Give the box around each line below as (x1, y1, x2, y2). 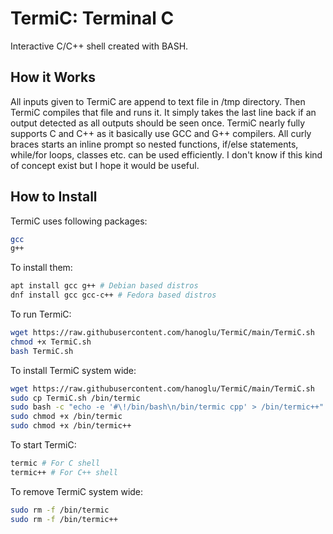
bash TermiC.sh (10, 346, 74, 356)
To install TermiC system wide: (10, 364, 137, 376)
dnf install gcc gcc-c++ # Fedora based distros (10, 290, 217, 301)
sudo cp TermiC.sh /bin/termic (10, 393, 141, 403)
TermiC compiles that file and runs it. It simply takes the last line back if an (10, 106, 317, 118)
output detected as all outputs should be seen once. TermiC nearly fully (10, 117, 306, 129)
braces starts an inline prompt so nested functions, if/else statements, (10, 138, 299, 150)
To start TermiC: (10, 439, 77, 451)
